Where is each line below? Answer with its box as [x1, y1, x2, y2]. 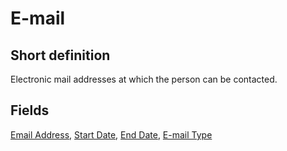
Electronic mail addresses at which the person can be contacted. [10, 73, 278, 85]
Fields [10, 102, 50, 119]
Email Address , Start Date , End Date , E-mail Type [10, 128, 213, 141]
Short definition [10, 47, 111, 64]
